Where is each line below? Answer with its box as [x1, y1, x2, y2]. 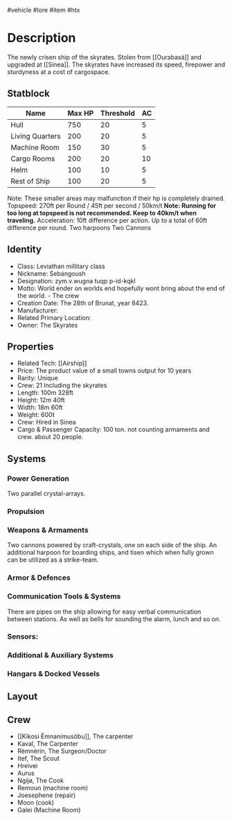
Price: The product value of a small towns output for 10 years [17, 366, 192, 375]
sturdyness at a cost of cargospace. [7, 67, 111, 75]
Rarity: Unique [17, 374, 59, 382]
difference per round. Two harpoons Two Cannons [7, 223, 152, 231]
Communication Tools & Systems [7, 591, 121, 601]
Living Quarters [10, 131, 61, 141]
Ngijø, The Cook [17, 776, 64, 785]
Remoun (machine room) [17, 784, 89, 792]
